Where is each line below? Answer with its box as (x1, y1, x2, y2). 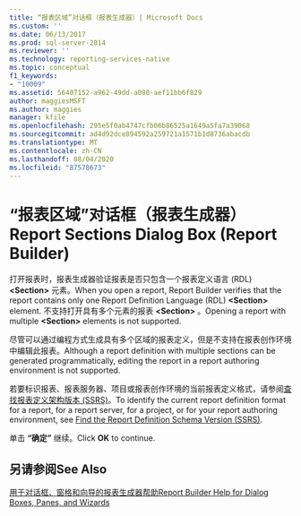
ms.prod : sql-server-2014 (9, 38, 106, 47)
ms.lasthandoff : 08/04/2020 (9, 154, 115, 164)
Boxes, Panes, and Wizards (9, 497, 110, 508)
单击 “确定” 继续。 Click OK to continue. (9, 433, 156, 443)
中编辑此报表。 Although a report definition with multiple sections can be (9, 346, 276, 357)
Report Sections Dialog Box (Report (9, 224, 278, 245)
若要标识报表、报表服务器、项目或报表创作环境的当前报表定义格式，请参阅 (9, 383, 284, 394)
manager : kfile (9, 113, 66, 122)
